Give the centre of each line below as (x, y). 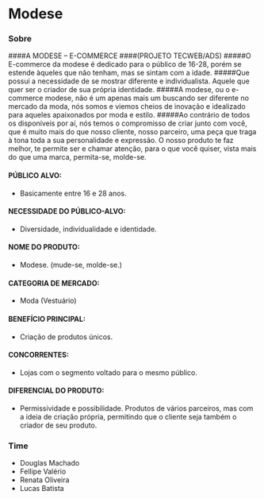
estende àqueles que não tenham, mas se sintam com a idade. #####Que (129, 73)
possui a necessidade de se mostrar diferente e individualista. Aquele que (129, 81)
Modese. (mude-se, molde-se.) (71, 265)
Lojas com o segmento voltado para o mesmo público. (109, 372)
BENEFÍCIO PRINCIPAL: (47, 319)
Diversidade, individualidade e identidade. (88, 229)
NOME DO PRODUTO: (44, 247)
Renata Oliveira (44, 480)
